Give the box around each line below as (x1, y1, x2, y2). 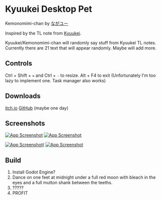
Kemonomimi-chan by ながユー (5, 20, 68, 26)
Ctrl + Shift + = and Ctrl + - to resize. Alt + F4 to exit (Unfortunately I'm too (5, 72, 156, 78)
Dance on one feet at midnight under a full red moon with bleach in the (12, 174, 156, 180)
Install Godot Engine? (12, 169, 56, 175)
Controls (5, 59, 32, 67)
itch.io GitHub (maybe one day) (5, 105, 69, 111)
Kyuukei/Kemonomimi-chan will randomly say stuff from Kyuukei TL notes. (5, 39, 157, 45)
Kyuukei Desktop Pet (5, 3, 93, 15)
